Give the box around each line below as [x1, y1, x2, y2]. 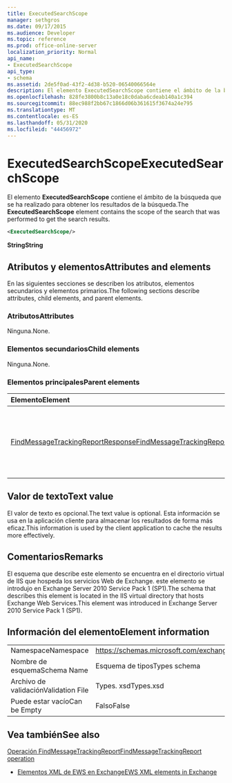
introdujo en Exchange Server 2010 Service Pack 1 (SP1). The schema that [7, 584, 216, 592]
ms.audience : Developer [7, 29, 76, 37]
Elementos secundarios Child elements [7, 344, 140, 354]
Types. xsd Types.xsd [95, 681, 164, 691]
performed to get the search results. [7, 215, 110, 223]
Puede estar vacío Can [10, 697, 83, 706]
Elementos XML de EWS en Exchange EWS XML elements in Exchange [17, 768, 217, 776]
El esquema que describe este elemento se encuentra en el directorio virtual [7, 569, 224, 578]
